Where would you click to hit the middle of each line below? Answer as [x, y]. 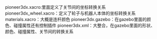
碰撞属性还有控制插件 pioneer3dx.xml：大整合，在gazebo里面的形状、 [84, 25]
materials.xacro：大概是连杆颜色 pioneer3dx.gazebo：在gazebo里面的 [76, 19]
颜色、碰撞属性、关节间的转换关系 [39, 31]
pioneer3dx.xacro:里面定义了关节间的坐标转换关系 [56, 7]
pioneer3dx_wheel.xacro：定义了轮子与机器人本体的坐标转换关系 [70, 13]
